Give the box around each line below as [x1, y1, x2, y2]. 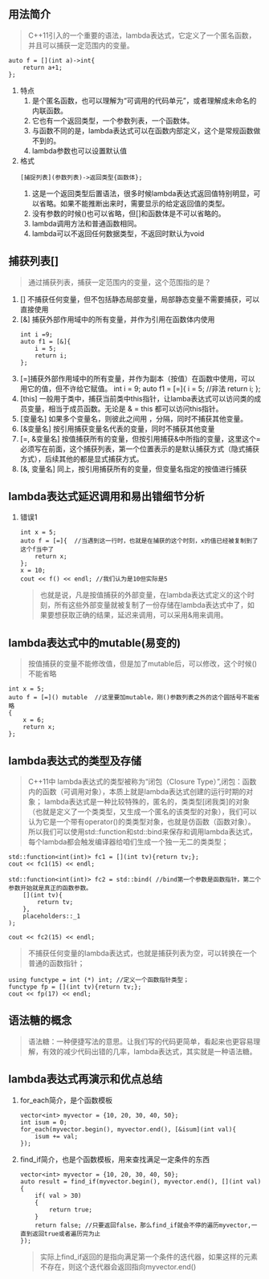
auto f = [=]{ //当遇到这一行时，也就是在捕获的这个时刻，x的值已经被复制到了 [19, 537, 259, 545]
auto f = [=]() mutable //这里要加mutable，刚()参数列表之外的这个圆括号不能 [8, 694, 255, 702]
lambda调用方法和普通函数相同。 [31, 218, 142, 228]
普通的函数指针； [27, 959, 85, 968]
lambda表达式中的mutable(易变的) [8, 636, 181, 650]
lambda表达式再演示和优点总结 [8, 1073, 163, 1086]
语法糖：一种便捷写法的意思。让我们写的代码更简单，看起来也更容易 [27, 1037, 254, 1046]
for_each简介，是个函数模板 [19, 1095, 113, 1105]
